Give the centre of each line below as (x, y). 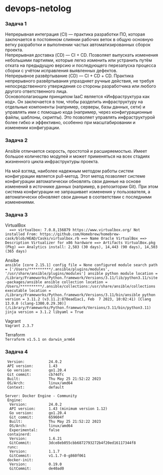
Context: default (36, 388)
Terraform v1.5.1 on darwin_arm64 (40, 340)
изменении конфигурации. (33, 128)
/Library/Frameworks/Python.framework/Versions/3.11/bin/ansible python (80, 295)
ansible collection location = (76, 282)
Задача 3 (17, 214)
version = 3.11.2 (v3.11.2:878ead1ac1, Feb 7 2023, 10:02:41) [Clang (78, 299)
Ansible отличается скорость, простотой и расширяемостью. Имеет (76, 151)
